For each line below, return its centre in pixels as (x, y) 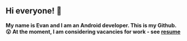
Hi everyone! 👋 (34, 11)
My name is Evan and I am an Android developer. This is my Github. (91, 25)
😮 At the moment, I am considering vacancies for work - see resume (93, 31)
